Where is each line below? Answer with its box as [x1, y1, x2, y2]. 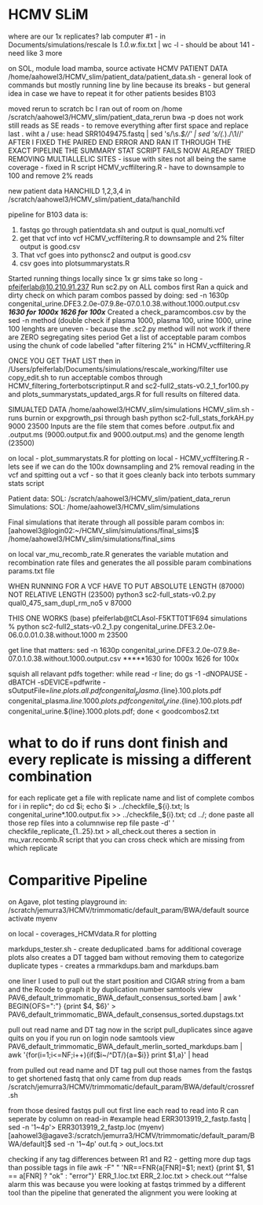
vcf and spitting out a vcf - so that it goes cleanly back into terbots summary [8, 470, 256, 480]
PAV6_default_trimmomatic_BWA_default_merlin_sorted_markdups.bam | [8, 1042, 243, 1051]
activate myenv [8, 914, 57, 923]
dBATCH [8, 677, 36, 687]
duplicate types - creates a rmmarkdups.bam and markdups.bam [8, 961, 219, 970]
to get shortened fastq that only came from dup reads [8, 1073, 182, 1084]
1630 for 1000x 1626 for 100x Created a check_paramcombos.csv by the [8, 307, 247, 317]
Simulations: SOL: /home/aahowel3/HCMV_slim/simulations [8, 502, 200, 511]
